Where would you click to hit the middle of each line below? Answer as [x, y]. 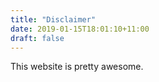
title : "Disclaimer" [53, 19]
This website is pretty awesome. [77, 67]
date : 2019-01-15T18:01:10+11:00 [80, 29]
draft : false [37, 38]
